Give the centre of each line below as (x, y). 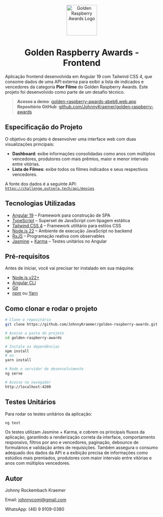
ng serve (14, 373)
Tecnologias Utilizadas (40, 203)
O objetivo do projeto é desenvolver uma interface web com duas (71, 139)
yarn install (18, 360)
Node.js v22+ (26, 278)
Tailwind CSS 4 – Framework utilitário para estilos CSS (67, 226)
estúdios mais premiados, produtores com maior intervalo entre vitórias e (79, 458)
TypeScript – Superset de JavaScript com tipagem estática (71, 220)
